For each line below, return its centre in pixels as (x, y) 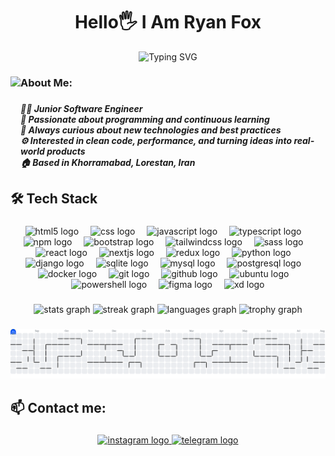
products (66, 151)
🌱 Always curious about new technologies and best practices (151, 130)
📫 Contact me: (58, 407)
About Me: (46, 82)
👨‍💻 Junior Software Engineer (81, 108)
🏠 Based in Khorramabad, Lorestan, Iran (108, 162)
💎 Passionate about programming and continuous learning (145, 119)
